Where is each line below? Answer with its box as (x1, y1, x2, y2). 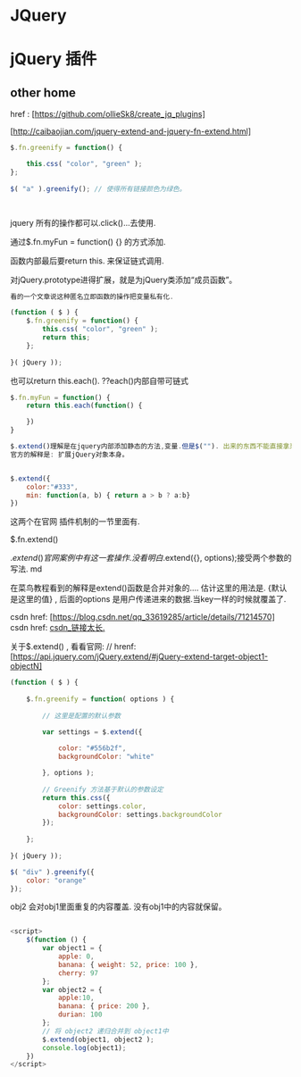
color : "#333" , (26, 482, 79, 491)
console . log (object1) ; (42, 1043, 127, 1052)
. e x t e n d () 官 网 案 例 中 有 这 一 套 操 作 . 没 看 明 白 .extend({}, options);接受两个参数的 (10, 553, 292, 564)
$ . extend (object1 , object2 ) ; (42, 1035, 155, 1044)
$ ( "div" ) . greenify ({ (10, 867, 95, 876)
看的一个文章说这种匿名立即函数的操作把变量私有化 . (10, 292, 174, 301)
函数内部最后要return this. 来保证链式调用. (10, 255, 164, 266)
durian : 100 (57, 1010, 103, 1019)
